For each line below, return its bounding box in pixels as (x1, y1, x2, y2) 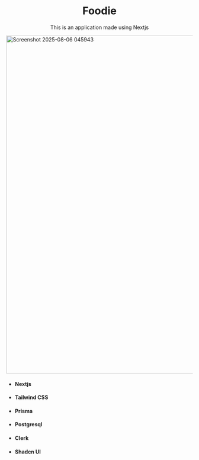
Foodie (82, 4, 117, 18)
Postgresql (14, 421, 43, 428)
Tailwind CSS (14, 394, 49, 401)
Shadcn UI (14, 448, 41, 455)
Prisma (14, 407, 33, 414)
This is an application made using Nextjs (50, 24, 149, 31)
